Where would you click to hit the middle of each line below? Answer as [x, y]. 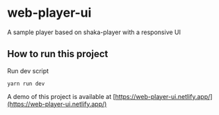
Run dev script [28, 70]
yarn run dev [26, 84]
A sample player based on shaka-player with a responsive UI [94, 32]
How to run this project [58, 54]
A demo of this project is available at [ [62, 96]
